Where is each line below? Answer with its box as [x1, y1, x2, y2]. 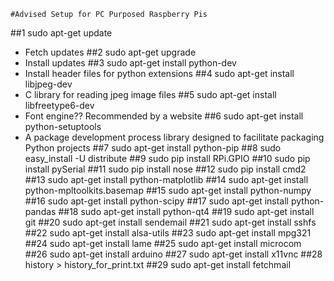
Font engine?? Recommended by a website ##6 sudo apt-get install [24, 110, 304, 122]
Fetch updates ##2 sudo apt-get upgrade [24, 46, 197, 58]
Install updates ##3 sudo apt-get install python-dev [24, 57, 237, 69]
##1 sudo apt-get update [10, 27, 113, 39]
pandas [24, 206, 57, 217]
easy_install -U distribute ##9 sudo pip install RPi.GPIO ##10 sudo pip [24, 153, 311, 164]
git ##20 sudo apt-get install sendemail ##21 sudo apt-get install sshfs [24, 216, 317, 228]
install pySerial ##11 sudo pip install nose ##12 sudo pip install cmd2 [24, 163, 307, 175]
